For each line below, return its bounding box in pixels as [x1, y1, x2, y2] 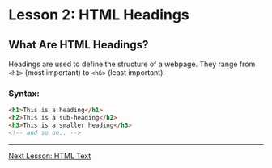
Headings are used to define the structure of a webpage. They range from [8, 59, 256, 69]
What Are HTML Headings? [8, 38, 149, 52]
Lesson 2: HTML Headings [8, 6, 190, 24]
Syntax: [8, 87, 40, 99]
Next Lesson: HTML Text [8, 151, 91, 161]
